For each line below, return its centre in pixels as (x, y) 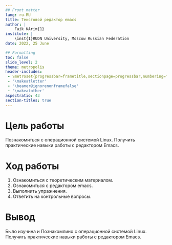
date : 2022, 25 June (27, 44)
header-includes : (24, 72)
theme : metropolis (25, 67)
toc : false (17, 57)
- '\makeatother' (26, 91)
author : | (16, 24)
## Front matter (23, 10)
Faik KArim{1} (29, 29)
